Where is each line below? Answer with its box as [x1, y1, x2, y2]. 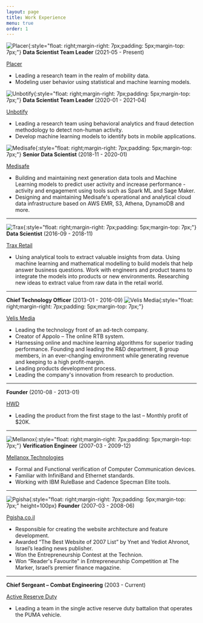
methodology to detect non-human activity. [14, 126, 123, 133]
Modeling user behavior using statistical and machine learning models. [14, 78, 192, 86]
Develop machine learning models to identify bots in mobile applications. [14, 133, 196, 140]
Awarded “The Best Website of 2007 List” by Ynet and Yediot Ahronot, [14, 538, 190, 546]
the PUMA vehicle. [14, 611, 62, 619]
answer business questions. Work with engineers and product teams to [14, 266, 192, 273]
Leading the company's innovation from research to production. [14, 371, 174, 379]
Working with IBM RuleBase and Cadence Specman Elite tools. [14, 478, 171, 486]
